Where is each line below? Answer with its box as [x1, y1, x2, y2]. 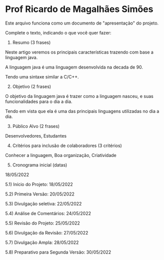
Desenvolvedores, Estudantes [5, 132, 66, 138]
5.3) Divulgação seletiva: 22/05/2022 [5, 200, 82, 206]
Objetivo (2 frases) [12, 83, 51, 89]
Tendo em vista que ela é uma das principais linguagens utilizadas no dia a [5, 108, 159, 114]
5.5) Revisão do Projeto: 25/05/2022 [5, 220, 80, 226]
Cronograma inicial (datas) [12, 161, 67, 168]
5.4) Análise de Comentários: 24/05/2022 [5, 210, 91, 216]
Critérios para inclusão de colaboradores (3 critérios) [12, 142, 122, 148]
